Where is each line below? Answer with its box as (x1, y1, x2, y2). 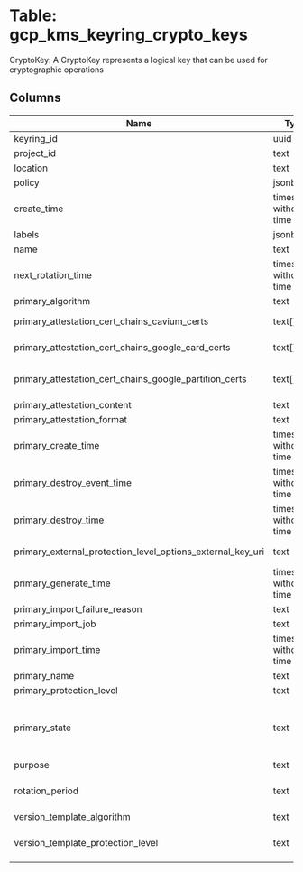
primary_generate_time (14, 577, 111, 589)
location (14, 162, 48, 174)
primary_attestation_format (14, 413, 128, 425)
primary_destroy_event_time (14, 476, 133, 488)
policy (14, 176, 40, 189)
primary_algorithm (14, 294, 91, 307)
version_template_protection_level (14, 836, 159, 849)
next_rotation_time (14, 268, 93, 281)
